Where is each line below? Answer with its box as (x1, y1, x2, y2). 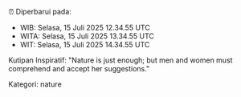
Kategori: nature (8, 79, 62, 89)
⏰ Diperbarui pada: (8, 7, 72, 16)
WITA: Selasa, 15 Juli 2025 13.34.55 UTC (19, 31, 155, 41)
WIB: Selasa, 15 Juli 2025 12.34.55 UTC (19, 23, 150, 32)
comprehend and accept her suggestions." (8, 64, 150, 73)
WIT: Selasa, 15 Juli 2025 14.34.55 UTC (19, 40, 150, 49)
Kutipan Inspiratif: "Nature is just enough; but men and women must (8, 55, 233, 65)
